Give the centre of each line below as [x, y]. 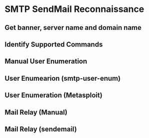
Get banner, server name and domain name [73, 28]
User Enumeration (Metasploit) [54, 95]
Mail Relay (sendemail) [41, 129]
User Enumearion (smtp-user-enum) [63, 78]
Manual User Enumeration [46, 62]
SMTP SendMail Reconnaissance [74, 9]
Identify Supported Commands [54, 44]
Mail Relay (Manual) [36, 112]
